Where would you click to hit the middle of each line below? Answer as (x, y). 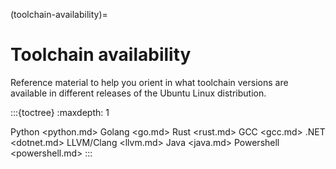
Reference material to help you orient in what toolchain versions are (149, 82)
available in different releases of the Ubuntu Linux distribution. (138, 93)
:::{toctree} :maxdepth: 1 (60, 112)
